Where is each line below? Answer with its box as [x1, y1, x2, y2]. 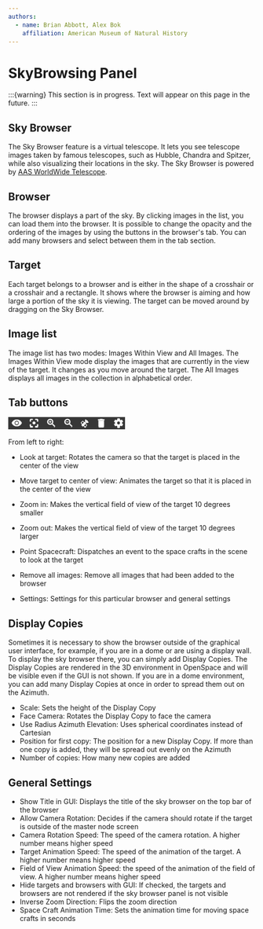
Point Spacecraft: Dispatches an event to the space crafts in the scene [19, 547, 248, 556]
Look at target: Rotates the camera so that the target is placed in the [19, 453, 241, 462]
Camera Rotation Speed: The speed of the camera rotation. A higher [19, 830, 241, 839]
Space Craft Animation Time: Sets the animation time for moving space [19, 905, 250, 915]
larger [19, 531, 39, 542]
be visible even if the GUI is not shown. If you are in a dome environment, [8, 671, 245, 681]
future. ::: [8, 98, 38, 108]
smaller [19, 508, 44, 518]
